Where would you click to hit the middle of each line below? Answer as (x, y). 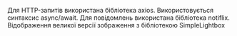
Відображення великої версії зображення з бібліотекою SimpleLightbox (116, 25)
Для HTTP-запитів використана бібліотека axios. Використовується (111, 10)
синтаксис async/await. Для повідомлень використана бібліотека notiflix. (118, 18)
